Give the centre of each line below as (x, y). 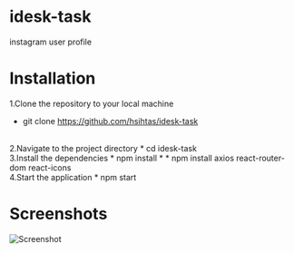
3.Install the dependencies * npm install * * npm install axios (122, 158)
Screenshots (59, 214)
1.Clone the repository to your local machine (92, 103)
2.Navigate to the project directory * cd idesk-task (103, 148)
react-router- (260, 158)
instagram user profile (51, 42)
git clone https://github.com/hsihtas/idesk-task (110, 121)
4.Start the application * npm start (73, 177)
